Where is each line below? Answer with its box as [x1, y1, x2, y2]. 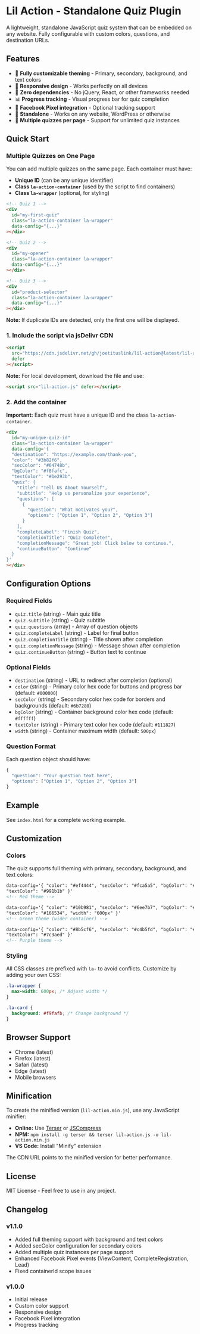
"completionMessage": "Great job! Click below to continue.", [17, 540, 174, 546]
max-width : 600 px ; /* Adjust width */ [11, 988, 108, 995]
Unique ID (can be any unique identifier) [14, 177, 114, 184]
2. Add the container [6, 398, 67, 406]
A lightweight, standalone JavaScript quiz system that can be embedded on [6, 24, 192, 31]
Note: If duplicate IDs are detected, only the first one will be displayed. [6, 317, 180, 324]
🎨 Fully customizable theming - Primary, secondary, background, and [14, 70, 187, 77]
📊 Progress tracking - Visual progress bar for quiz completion [14, 95, 170, 103]
